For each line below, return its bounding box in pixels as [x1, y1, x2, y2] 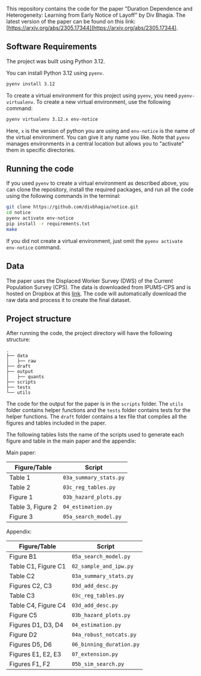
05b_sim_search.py [72, 661, 125, 668]
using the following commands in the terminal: [6, 192, 121, 200]
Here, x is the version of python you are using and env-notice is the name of [6, 127, 196, 134]
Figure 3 [9, 512, 33, 521]
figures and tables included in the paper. [6, 419, 107, 426]
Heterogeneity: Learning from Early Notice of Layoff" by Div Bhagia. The [6, 11, 186, 19]
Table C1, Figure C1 [9, 562, 66, 571]
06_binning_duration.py [72, 641, 140, 648]
